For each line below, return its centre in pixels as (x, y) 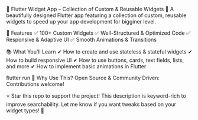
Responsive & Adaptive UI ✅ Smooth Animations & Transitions (81, 39)
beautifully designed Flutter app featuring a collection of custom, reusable (96, 15)
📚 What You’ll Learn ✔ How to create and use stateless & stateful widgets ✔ (99, 52)
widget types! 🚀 (25, 111)
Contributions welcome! (35, 84)
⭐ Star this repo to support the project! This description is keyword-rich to (96, 96)
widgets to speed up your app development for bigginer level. (81, 21)
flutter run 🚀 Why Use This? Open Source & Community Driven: (83, 78)
